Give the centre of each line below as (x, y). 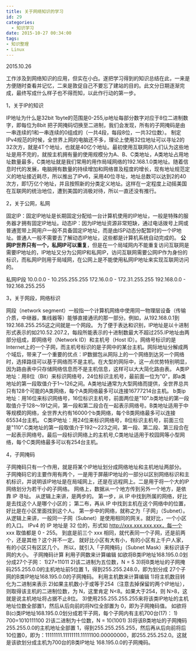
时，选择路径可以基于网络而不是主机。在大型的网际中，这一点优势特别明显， (98, 361)
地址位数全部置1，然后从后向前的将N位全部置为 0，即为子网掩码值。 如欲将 (96, 605)
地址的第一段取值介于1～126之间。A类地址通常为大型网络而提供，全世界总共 (97, 383)
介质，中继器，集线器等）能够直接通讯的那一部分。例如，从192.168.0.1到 (93, 318)
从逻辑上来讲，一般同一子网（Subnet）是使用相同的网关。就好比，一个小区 (96, 518)
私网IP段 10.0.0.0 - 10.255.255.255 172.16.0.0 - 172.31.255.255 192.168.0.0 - (96, 279)
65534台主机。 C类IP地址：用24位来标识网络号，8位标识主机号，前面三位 (95, 420)
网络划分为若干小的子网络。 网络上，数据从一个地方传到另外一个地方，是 (94, 488)
